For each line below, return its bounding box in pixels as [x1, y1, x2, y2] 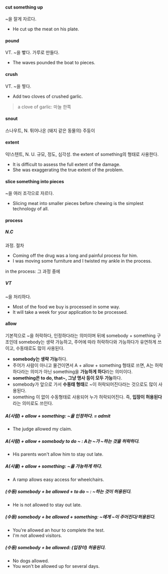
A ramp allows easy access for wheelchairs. [12, 476, 104, 482]
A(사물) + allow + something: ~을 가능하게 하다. [5, 463, 102, 469]
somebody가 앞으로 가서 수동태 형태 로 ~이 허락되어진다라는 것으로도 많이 [12, 381, 157, 387]
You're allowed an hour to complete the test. [12, 527, 105, 533]
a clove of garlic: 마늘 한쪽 [17, 104, 72, 110]
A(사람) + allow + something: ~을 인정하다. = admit [5, 413, 111, 419]
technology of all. [12, 206, 49, 212]
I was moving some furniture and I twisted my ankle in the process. [12, 258, 152, 264]
